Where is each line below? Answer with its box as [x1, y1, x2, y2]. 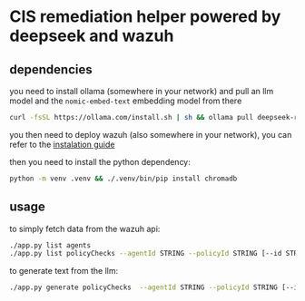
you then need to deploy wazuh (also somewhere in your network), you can [9, 129, 292, 140]
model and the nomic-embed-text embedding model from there [9, 95, 242, 106]
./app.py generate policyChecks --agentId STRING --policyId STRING [9, 283, 279, 292]
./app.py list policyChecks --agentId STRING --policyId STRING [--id [9, 249, 282, 258]
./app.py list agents [9, 240, 92, 250]
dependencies [9, 62, 93, 77]
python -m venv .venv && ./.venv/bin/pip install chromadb [9, 174, 238, 183]
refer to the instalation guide [9, 139, 115, 150]
